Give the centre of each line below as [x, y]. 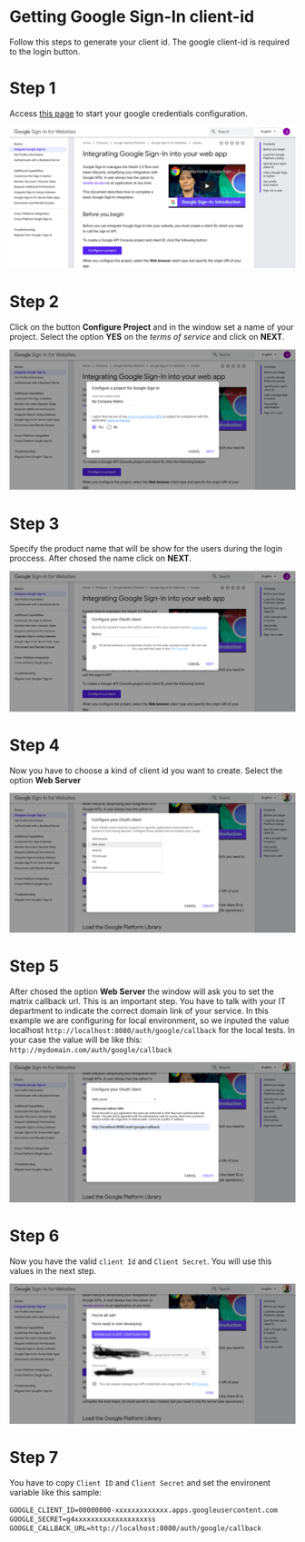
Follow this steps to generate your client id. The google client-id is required [150, 42]
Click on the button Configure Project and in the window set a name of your [152, 327]
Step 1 [33, 89]
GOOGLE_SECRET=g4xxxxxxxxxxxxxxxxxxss [83, 1519]
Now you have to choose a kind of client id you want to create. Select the [146, 771]
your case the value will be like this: [76, 1040]
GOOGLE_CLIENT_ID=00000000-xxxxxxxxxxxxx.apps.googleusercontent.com [144, 1510]
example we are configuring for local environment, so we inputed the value [149, 1020]
